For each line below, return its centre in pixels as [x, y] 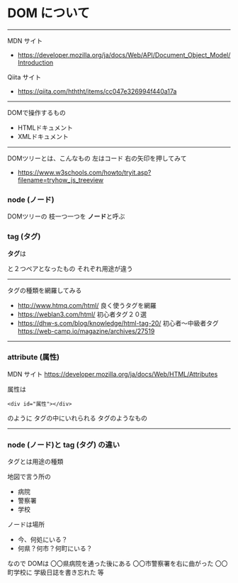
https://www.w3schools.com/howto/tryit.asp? [84, 172]
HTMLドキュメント [45, 128]
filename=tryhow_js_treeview [61, 179]
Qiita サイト [24, 77]
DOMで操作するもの [36, 112]
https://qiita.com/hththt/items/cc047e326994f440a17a [97, 91]
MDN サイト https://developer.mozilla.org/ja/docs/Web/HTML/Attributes [113, 374]
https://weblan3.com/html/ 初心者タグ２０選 [82, 314]
